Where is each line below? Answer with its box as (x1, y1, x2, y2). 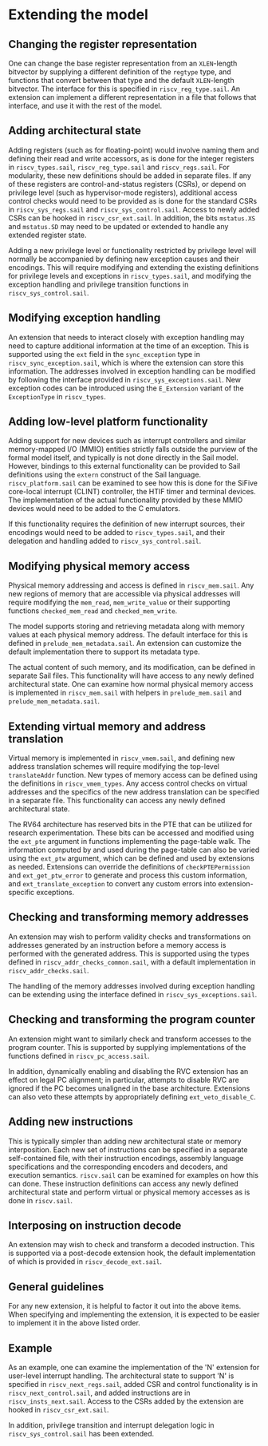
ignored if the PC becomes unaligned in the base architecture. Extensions (8, 1084, 250, 1093)
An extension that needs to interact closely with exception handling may (8, 332, 245, 342)
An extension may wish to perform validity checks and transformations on (8, 932, 251, 941)
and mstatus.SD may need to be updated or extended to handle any (8, 221, 229, 231)
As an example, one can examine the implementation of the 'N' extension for (8, 1362, 260, 1372)
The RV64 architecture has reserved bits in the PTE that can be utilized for (8, 820, 253, 830)
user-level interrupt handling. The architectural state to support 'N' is (8, 1371, 235, 1381)
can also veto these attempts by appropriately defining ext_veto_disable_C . (8, 1091, 257, 1101)
